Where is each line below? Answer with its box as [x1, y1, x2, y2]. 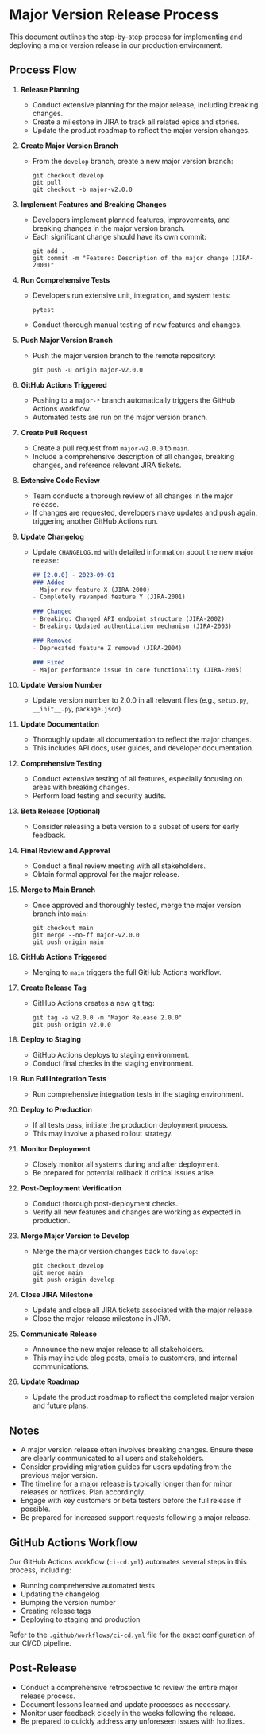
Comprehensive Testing [20, 758, 102, 769]
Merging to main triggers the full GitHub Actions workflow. [32, 968, 222, 977]
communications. [32, 1362, 90, 1371]
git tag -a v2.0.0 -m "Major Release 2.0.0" [32, 1014, 183, 1022]
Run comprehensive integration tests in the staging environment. [32, 1089, 245, 1099]
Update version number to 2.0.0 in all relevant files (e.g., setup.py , [32, 696, 249, 705]
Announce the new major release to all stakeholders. [32, 1345, 205, 1354]
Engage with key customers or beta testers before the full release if [20, 1496, 241, 1506]
